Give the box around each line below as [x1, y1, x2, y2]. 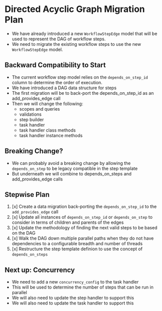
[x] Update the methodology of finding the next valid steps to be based [11, 225, 158, 231]
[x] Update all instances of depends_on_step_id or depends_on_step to [11, 214, 153, 220]
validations [19, 111, 42, 117]
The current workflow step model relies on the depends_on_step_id [11, 74, 148, 80]
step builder [19, 116, 44, 123]
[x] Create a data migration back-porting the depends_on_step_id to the [11, 203, 157, 210]
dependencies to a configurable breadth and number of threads [11, 241, 143, 247]
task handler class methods [19, 127, 76, 133]
